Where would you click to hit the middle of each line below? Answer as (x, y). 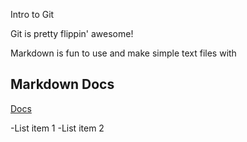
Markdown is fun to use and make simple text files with (123, 53)
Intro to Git (32, 14)
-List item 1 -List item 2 (57, 128)
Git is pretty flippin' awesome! (72, 33)
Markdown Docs (62, 84)
